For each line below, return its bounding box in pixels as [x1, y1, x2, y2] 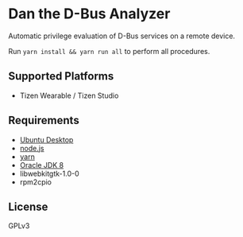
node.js [19, 143, 45, 153]
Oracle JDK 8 [19, 160, 64, 169]
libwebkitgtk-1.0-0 [19, 169, 79, 178]
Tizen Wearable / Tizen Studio [19, 91, 119, 100]
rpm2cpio [19, 177, 52, 187]
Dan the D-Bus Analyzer [8, 5, 171, 23]
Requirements [8, 114, 79, 127]
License [8, 200, 48, 213]
